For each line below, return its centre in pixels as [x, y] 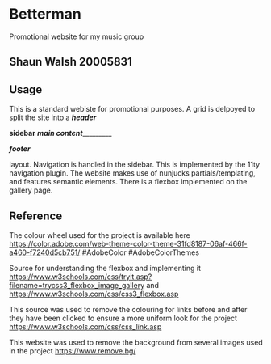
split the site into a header [53, 117]
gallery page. [31, 190]
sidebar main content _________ [60, 133]
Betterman [45, 14]
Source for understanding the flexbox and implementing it [105, 268]
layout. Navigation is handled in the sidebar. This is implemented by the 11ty [135, 165]
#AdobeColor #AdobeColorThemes [141, 252]
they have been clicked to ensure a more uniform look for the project [123, 318]
